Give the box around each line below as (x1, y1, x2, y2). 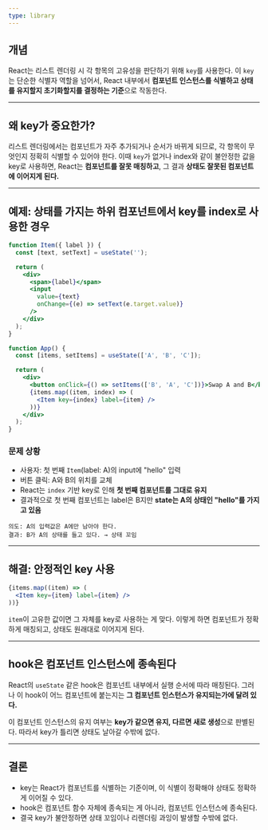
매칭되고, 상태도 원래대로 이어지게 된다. (22, 624, 145, 634)
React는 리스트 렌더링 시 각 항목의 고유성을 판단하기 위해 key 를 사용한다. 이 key (8, 65, 254, 76)
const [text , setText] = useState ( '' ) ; (15, 248, 148, 256)
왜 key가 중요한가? (8, 119, 96, 132)
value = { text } (37, 293, 81, 301)
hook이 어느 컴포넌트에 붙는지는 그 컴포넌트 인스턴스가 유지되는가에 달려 (25, 690, 249, 699)
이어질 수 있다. (28, 792, 73, 802)
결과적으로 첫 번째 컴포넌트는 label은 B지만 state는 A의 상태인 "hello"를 (19, 496, 246, 505)
